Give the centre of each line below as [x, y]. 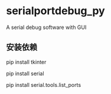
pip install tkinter [26, 62]
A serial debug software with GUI [46, 27]
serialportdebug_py [56, 11]
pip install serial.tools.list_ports [44, 85]
